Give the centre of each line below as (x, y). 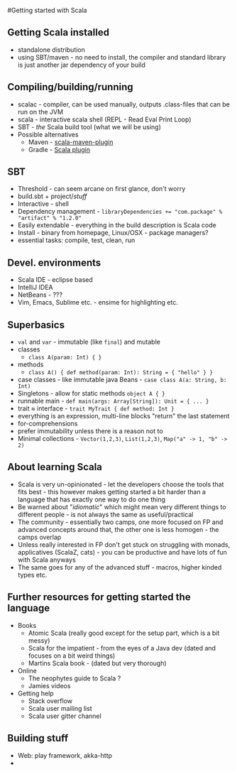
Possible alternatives (48, 134)
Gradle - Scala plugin (59, 149)
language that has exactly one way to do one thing (91, 499)
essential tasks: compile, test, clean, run (76, 240)
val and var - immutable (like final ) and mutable (89, 342)
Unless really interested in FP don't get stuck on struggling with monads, (124, 544)
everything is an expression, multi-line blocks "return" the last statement (123, 416)
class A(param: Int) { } (65, 358)
